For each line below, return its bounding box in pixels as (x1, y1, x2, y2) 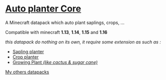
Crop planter (12, 53, 39, 60)
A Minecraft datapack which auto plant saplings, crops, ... (5, 19, 125, 25)
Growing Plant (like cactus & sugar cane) (12, 59, 98, 65)
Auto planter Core (5, 3, 81, 14)
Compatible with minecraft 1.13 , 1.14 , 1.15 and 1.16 (5, 29, 108, 35)
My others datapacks (5, 68, 49, 75)
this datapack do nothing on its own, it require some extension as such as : (5, 38, 161, 45)
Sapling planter (12, 48, 44, 54)
